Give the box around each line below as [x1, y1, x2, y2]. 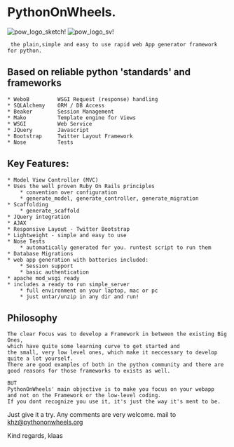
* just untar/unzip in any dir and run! [20, 293, 139, 300]
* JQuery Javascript [7, 126, 90, 133]
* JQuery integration [7, 213, 71, 220]
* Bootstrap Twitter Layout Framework [7, 133, 133, 140]
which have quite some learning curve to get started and [7, 343, 180, 350]
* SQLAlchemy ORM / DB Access [7, 102, 105, 109]
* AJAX [7, 219, 27, 227]
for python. [7, 47, 42, 54]
